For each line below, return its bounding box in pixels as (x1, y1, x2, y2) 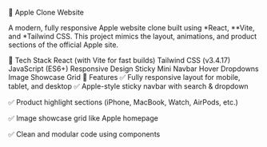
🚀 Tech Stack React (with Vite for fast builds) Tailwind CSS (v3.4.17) (8, 56, 230, 65)
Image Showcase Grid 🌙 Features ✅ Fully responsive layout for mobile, (8, 73, 241, 81)
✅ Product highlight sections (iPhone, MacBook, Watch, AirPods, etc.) (8, 97, 238, 107)
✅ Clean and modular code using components (8, 129, 161, 139)
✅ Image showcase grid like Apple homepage (8, 113, 158, 123)
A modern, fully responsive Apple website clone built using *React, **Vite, (8, 23, 255, 32)
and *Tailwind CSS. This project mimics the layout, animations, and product (8, 32, 257, 41)
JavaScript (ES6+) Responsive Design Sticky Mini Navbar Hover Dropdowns (8, 64, 260, 73)
